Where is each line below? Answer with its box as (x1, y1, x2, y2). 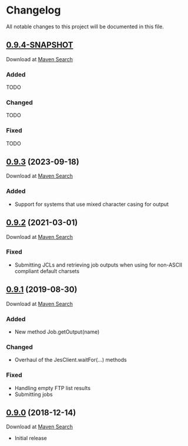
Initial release (14, 435, 47, 442)
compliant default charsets (14, 267, 80, 274)
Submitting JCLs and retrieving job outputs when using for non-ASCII (14, 261, 183, 268)
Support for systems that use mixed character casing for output (14, 201, 169, 208)
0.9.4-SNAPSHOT (6, 40, 73, 50)
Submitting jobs (14, 391, 53, 398)
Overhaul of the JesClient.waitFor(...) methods (14, 357, 127, 364)
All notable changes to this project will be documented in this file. (6, 23, 164, 30)
